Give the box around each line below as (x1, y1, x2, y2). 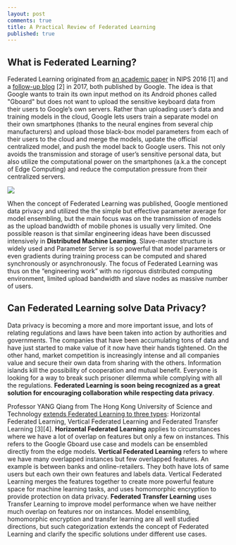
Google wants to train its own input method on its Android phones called (7, 90, 217, 99)
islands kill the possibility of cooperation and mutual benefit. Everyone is (7, 366, 218, 374)
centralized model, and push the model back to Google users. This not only (7, 143, 225, 151)
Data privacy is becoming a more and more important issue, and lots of (7, 321, 213, 329)
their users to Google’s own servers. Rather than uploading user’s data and (7, 105, 224, 114)
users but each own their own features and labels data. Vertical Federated (7, 469, 222, 478)
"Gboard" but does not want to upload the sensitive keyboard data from (7, 97, 216, 106)
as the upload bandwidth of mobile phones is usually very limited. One (7, 222, 211, 230)
